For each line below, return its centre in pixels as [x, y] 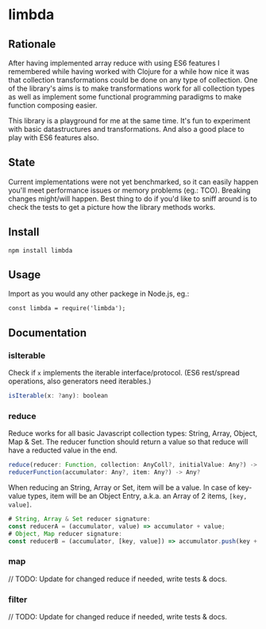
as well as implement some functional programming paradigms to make [125, 97]
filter [18, 600]
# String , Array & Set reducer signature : [79, 519]
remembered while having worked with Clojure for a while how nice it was [129, 72]
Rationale [32, 44]
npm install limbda [40, 250]
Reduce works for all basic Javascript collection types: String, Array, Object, [133, 433]
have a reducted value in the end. [63, 450]
